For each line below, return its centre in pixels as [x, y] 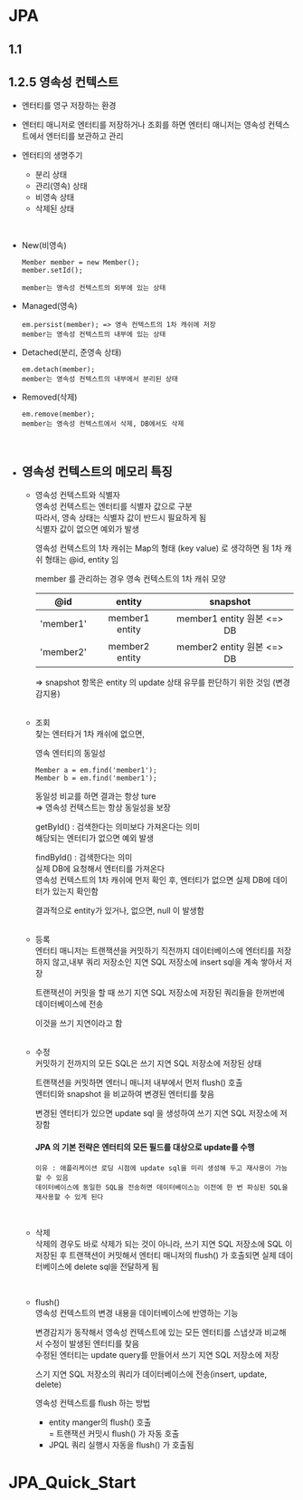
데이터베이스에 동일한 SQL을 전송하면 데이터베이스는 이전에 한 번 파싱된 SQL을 [161, 1187]
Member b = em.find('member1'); [96, 779]
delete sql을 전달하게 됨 [116, 1267]
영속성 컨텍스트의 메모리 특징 [97, 471]
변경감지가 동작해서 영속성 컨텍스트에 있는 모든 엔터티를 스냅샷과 [149, 1332]
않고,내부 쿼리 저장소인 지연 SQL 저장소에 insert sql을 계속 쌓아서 [167, 962]
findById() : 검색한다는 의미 [84, 858]
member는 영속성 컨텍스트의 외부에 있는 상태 [94, 288]
